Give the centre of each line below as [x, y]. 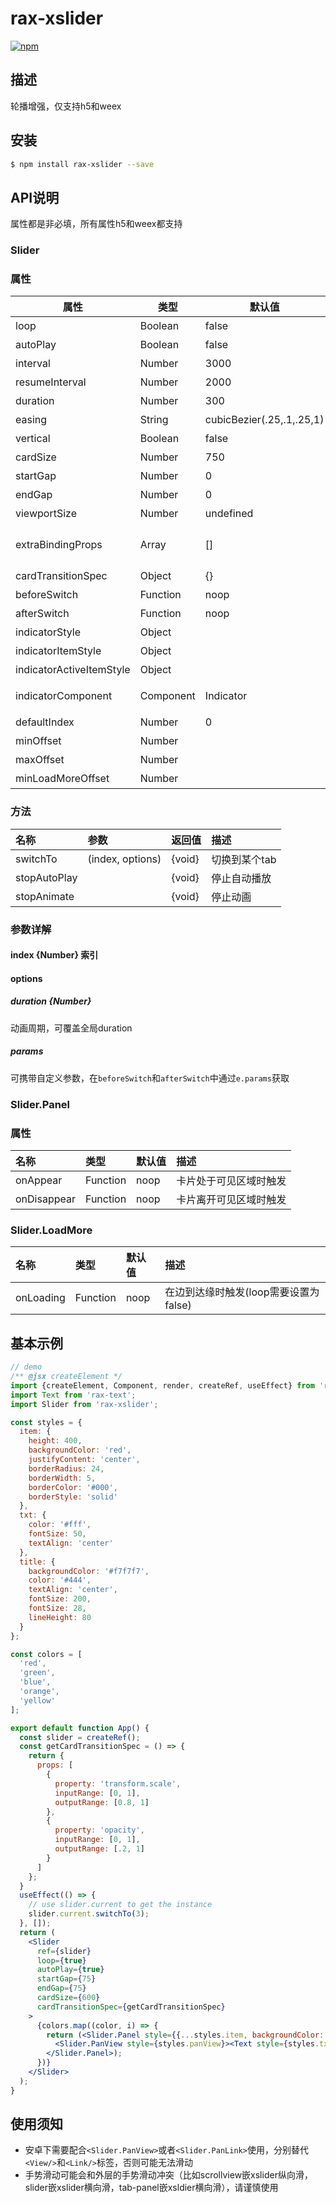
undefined [229, 514]
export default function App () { [80, 1728]
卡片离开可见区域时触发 [231, 1200]
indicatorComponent [64, 696]
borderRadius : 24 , [66, 1468]
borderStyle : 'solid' [73, 1497]
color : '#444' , [60, 1580]
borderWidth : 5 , [62, 1478]
